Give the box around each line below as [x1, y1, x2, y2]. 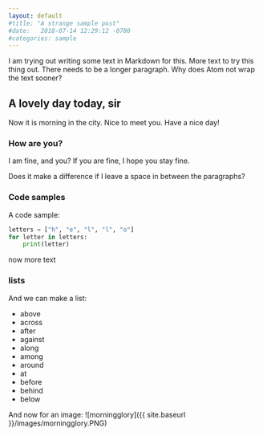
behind [19, 385, 44, 395]
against [19, 334, 45, 344]
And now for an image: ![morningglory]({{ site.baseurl [8, 410, 186, 419]
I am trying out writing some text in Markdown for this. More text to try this [8, 56, 254, 66]
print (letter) [22, 240, 70, 249]
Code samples [8, 192, 66, 203]
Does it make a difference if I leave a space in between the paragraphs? [8, 172, 246, 181]
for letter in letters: [8, 233, 88, 241]
